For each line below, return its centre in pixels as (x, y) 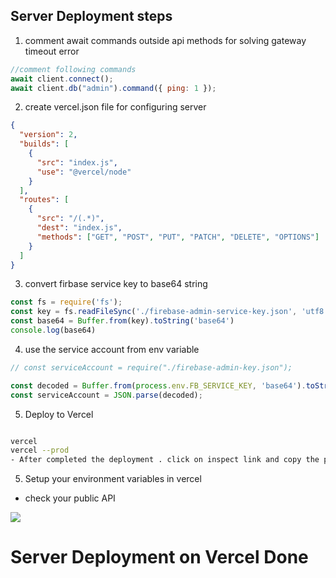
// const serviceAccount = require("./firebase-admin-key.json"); (151, 367)
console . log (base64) (53, 330)
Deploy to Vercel (59, 414)
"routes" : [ (44, 200)
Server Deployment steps (91, 16)
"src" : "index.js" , (77, 162)
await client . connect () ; (62, 79)
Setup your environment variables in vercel (113, 479)
